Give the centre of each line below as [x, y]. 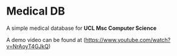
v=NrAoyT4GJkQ [27, 46]
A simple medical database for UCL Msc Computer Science [82, 28]
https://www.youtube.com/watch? [128, 40]
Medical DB [36, 11]
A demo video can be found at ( [46, 40]
